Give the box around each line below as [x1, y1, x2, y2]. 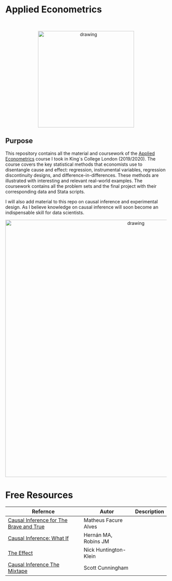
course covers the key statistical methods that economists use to [5, 161, 142, 167]
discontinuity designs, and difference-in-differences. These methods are [5, 172, 159, 178]
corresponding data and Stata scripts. [5, 188, 85, 195]
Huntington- [96, 546, 126, 553]
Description [135, 508, 164, 515]
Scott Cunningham [83, 564, 129, 571]
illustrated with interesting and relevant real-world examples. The [5, 178, 143, 184]
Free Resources [5, 489, 73, 501]
